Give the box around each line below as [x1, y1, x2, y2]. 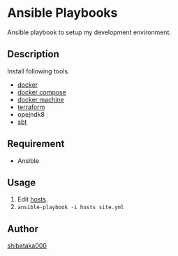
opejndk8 [17, 110, 45, 118]
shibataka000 [7, 241, 47, 250]
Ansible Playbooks [7, 5, 118, 21]
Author [7, 222, 38, 235]
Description [7, 48, 59, 60]
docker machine [17, 95, 64, 104]
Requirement [7, 138, 65, 150]
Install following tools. [7, 66, 70, 75]
